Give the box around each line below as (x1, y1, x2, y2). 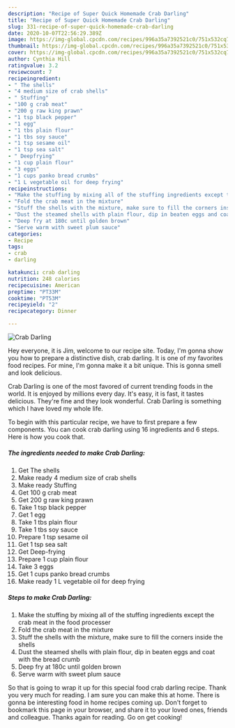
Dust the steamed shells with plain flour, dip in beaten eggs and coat (17, 647, 215, 656)
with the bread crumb (17, 655, 81, 663)
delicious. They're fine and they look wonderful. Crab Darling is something (8, 397, 222, 405)
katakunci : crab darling (8, 269, 80, 276)
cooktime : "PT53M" (8, 295, 61, 302)
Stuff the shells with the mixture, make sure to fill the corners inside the (17, 633, 223, 641)
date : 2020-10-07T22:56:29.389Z (8, 29, 102, 37)
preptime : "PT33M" (8, 288, 61, 295)
